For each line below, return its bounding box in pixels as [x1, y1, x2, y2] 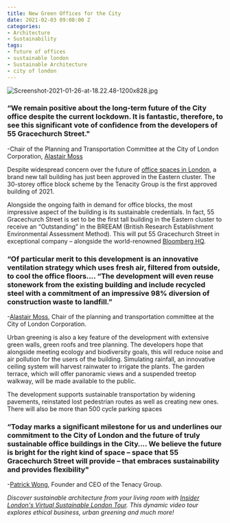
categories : [7, 23, 41, 30]
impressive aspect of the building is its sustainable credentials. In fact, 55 [7, 207, 215, 216]
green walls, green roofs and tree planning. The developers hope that [7, 340, 204, 349]
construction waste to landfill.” [7, 297, 113, 306]
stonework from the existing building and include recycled [7, 279, 206, 289]
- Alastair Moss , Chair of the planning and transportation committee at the [7, 313, 214, 321]
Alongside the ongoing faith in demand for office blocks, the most [7, 200, 193, 209]
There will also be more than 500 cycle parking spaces [7, 405, 163, 413]
